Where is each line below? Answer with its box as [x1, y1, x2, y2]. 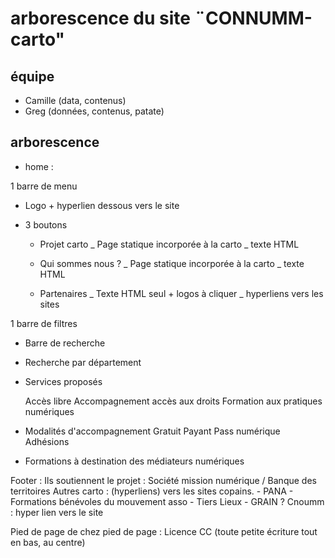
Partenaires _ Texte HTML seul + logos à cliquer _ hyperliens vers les [39, 287, 324, 299]
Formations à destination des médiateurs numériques [24, 455, 245, 467]
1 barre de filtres [10, 317, 78, 329]
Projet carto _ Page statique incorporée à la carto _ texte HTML [39, 238, 300, 250]
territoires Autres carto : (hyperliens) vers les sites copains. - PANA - [10, 485, 294, 497]
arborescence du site [10, 7, 192, 30]
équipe [10, 68, 55, 85]
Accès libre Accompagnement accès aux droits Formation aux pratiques [24, 395, 323, 407]
